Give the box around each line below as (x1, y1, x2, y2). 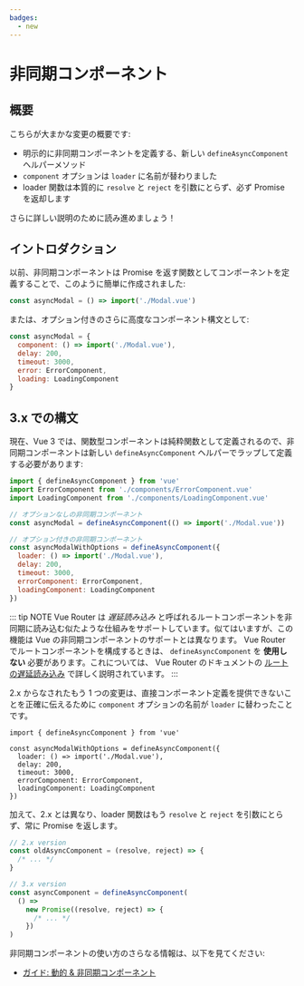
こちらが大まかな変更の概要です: (9, 128, 131, 139)
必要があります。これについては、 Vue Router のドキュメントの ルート (26, 657, 290, 668)
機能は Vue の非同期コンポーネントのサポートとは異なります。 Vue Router (9, 634, 286, 645)
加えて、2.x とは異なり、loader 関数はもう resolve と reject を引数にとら (9, 808, 284, 819)
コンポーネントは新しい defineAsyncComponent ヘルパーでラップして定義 (24, 447, 292, 458)
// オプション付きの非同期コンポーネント (9, 534, 143, 544)
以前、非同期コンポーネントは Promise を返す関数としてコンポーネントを (9, 267, 282, 278)
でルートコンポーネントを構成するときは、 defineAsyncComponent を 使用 (9, 645, 280, 656)
